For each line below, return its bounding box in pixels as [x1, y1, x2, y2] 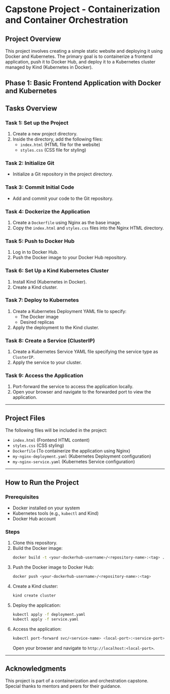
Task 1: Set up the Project [5, 119, 69, 126]
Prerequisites [5, 493, 39, 500]
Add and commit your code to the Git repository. [12, 195, 114, 201]
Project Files [5, 413, 46, 422]
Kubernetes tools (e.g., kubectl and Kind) [12, 510, 99, 516]
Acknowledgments [5, 664, 67, 673]
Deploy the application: [12, 602, 61, 608]
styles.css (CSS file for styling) [20, 147, 87, 153]
